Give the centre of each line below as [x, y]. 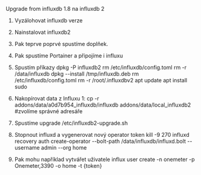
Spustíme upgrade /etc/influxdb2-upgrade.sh [71, 123]
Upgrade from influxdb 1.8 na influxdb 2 [55, 9]
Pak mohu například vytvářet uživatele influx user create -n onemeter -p [104, 159]
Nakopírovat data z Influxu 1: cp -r [57, 98]
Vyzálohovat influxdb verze [48, 20]
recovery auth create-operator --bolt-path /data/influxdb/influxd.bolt [100, 141]
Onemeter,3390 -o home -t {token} [58, 166]
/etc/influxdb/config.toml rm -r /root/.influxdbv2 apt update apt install [101, 80]
